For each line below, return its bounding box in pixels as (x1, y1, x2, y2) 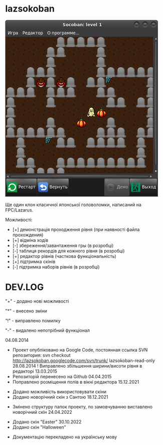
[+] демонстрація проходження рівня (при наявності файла (12, 226, 140, 232)
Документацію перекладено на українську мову (12, 433, 117, 440)
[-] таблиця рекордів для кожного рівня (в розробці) (12, 247, 125, 254)
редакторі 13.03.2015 (12, 368, 58, 374)
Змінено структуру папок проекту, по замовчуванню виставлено (12, 403, 153, 410)
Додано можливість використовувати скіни (12, 388, 107, 395)
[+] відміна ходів (12, 237, 49, 243)
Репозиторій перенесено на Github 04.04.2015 (12, 373, 112, 380)
